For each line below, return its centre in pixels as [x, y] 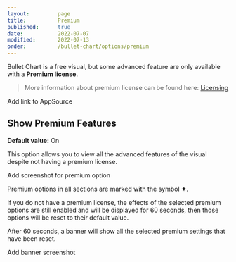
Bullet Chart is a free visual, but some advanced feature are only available [114, 67]
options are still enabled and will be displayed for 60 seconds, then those [113, 210]
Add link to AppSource [40, 101]
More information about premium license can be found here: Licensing [126, 88]
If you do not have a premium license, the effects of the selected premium [114, 202]
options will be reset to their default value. [68, 217]
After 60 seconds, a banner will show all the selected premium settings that [117, 231]
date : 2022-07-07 [48, 33]
